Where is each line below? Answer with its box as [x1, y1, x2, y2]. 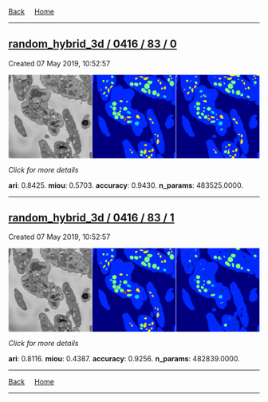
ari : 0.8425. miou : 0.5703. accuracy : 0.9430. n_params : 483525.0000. [8, 180, 243, 190]
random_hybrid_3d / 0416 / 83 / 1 [8, 211, 175, 225]
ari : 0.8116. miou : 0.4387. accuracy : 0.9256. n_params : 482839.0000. [8, 354, 241, 364]
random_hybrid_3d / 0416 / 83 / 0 [8, 38, 177, 51]
